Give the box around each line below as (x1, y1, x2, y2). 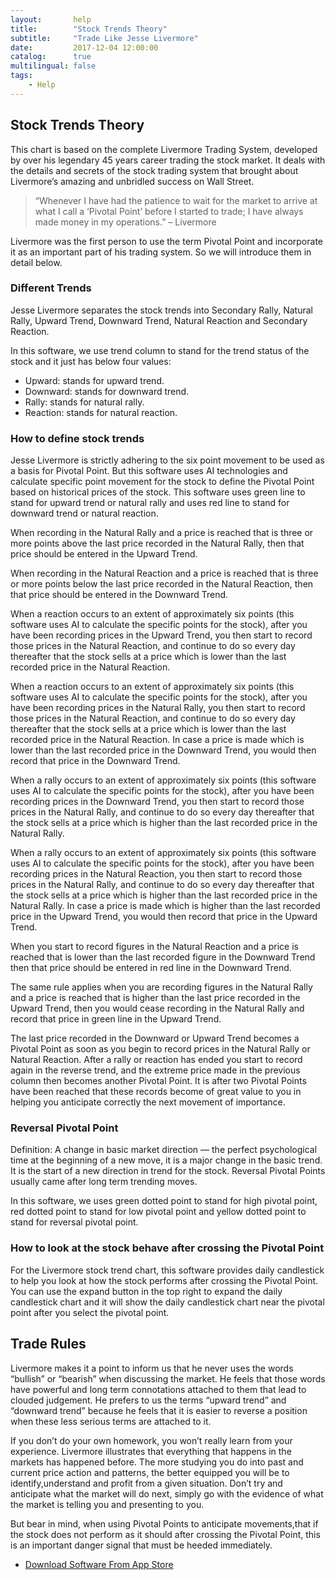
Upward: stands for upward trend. (24, 374, 165, 386)
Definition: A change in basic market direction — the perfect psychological (10, 1144, 318, 1156)
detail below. (10, 256, 63, 268)
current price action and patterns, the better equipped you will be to (10, 1466, 290, 1478)
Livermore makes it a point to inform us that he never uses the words (10, 1362, 294, 1374)
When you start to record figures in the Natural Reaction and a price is (10, 941, 299, 953)
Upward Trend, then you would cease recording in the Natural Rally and (10, 1002, 305, 1015)
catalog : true (10, 52, 92, 62)
